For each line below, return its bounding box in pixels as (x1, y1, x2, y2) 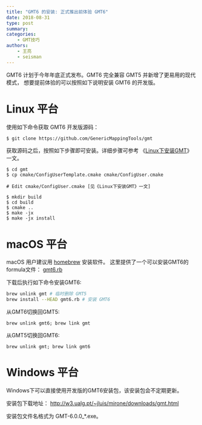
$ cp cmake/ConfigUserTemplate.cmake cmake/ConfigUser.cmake (6, 172, 164, 178)
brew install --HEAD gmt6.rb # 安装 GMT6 (6, 297, 111, 303)
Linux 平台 (6, 102, 59, 115)
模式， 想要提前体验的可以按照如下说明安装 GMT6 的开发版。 (6, 79, 159, 86)
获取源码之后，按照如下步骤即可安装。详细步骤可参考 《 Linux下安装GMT (6, 147, 187, 154)
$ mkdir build (6, 194, 42, 200)
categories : (6, 31, 36, 37)
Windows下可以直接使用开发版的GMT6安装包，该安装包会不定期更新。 (6, 387, 183, 394)
